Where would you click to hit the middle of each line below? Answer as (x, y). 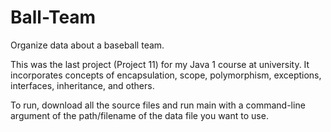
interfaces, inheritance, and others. (82, 85)
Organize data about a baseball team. (87, 45)
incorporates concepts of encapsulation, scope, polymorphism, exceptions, (166, 75)
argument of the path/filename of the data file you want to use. (139, 115)
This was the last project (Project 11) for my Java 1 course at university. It (160, 64)
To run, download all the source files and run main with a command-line (158, 105)
